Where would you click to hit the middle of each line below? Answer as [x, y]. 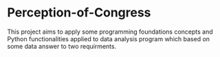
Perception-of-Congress [79, 13]
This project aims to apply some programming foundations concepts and [110, 32]
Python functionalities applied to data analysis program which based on [109, 38]
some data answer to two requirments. [62, 46]
